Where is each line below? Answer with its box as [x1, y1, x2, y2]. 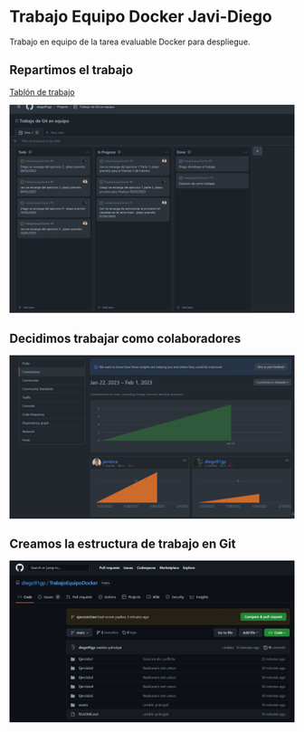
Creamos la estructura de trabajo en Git [9, 537, 236, 552]
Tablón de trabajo [9, 86, 75, 97]
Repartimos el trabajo [9, 62, 134, 78]
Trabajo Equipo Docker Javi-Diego [9, 6, 273, 27]
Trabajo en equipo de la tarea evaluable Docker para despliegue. [9, 36, 251, 47]
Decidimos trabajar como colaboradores [9, 330, 242, 346]
